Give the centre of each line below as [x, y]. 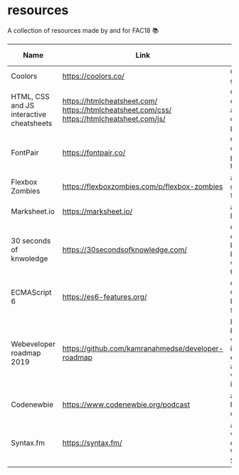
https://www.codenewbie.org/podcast [126, 404]
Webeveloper [33, 344]
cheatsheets [32, 123]
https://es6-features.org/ [105, 296]
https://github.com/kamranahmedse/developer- [143, 348]
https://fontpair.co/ [94, 152]
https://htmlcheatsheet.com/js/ [114, 118]
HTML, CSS [30, 96]
